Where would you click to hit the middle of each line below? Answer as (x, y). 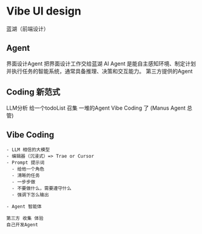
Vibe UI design (44, 11)
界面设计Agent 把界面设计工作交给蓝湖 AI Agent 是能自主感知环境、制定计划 (101, 63)
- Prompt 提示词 (25, 163)
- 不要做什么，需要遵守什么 (42, 189)
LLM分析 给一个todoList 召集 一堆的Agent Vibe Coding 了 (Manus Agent (96, 108)
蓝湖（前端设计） (28, 28)
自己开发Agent (22, 225)
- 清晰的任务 (26, 176)
